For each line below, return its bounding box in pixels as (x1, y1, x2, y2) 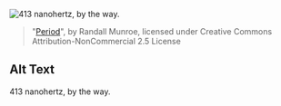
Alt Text (9, 62, 55, 77)
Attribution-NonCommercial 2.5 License (31, 36, 182, 46)
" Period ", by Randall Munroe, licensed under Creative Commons (31, 26, 273, 36)
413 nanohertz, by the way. (9, 86, 111, 97)
